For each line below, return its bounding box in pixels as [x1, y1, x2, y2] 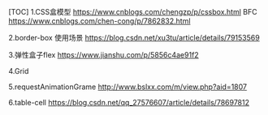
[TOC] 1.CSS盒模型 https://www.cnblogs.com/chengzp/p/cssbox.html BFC [8, 7, 257, 16]
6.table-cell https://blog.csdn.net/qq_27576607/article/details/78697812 [8, 98, 250, 107]
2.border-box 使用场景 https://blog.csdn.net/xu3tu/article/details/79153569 [8, 33, 260, 42]
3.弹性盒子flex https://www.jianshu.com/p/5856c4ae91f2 [8, 50, 199, 59]
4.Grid [8, 66, 29, 75]
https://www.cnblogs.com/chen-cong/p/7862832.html [8, 16, 191, 26]
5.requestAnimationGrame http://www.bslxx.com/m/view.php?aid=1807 [8, 82, 248, 92]
